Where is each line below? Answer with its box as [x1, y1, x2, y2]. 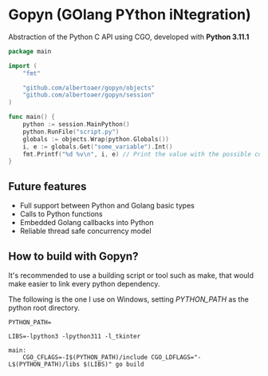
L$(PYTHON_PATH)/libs [8, 360, 81, 368]
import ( [8, 61, 37, 69]
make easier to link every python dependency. [8, 279, 160, 288]
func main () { [8, 113, 56, 121]
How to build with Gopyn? [8, 249, 139, 263]
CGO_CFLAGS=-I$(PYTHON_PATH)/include [22, 353, 148, 361]
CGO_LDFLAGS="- [151, 353, 202, 361]
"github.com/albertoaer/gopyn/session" [22, 91, 156, 99]
